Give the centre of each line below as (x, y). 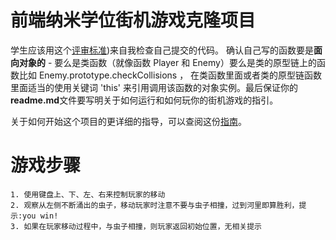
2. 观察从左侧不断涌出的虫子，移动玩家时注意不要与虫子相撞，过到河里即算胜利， (155, 205)
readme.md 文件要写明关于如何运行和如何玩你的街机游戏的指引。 (144, 100)
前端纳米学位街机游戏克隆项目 (133, 20)
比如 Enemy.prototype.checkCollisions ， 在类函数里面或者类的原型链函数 (170, 75)
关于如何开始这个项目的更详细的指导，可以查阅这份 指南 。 (128, 121)
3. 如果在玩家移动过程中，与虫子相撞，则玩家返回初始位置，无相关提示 (136, 226)
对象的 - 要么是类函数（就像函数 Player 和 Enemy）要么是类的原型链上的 (167, 62)
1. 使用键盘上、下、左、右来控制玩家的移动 (88, 194)
